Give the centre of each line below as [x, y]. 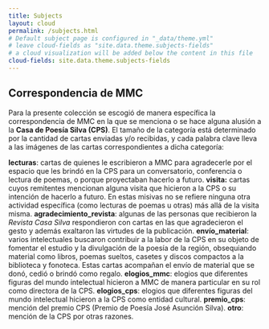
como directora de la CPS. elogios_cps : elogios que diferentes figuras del [130, 290]
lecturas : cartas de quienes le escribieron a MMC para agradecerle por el [130, 162]
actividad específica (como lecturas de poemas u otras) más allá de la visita [134, 205]
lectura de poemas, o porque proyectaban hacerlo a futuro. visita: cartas [129, 179]
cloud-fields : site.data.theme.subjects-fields [90, 61]
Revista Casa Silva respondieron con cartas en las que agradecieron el [126, 222]
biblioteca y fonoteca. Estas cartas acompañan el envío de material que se [132, 265]
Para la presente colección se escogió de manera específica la [112, 113]
